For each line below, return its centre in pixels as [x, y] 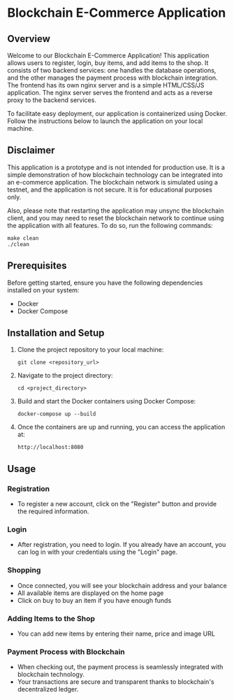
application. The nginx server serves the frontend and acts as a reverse [110, 93]
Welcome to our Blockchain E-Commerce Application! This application [108, 55]
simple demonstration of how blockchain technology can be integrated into [115, 174]
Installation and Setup [56, 333]
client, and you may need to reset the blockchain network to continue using [116, 217]
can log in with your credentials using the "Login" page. [97, 552]
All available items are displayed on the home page [90, 593]
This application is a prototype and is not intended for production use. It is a [116, 167]
